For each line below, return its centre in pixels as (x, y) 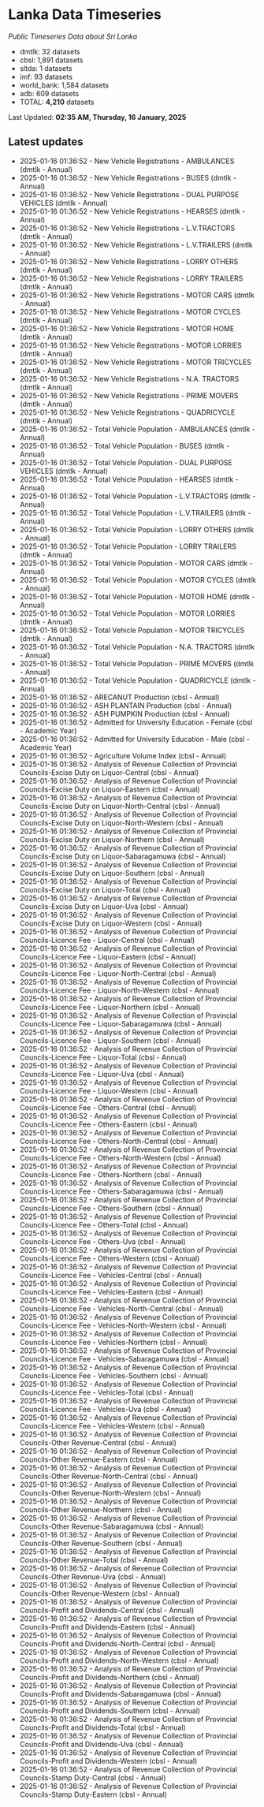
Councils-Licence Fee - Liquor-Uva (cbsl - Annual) (102, 1074)
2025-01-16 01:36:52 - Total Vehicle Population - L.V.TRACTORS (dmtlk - (138, 496)
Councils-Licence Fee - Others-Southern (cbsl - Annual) (111, 1208)
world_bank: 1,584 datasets (64, 85)
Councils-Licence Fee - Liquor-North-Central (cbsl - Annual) (118, 973)
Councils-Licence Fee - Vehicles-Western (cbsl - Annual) (112, 1425)
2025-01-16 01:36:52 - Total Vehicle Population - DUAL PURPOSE (126, 462)
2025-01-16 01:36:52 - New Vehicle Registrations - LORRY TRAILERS (131, 278)
